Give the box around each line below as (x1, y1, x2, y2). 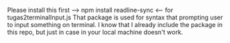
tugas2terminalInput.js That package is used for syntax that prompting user (7, 13, 224, 21)
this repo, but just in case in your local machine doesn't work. (7, 28, 183, 36)
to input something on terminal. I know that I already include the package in (7, 21, 223, 28)
